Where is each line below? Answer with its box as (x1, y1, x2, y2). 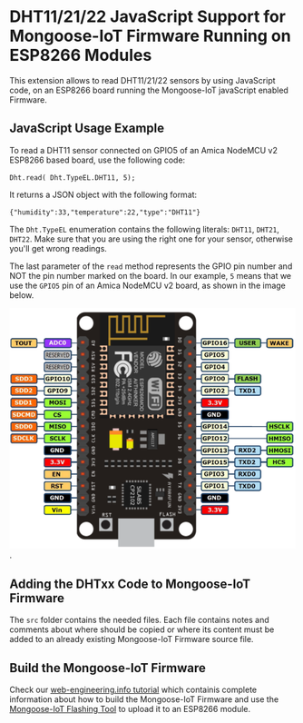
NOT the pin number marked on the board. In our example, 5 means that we (9, 270, 292, 281)
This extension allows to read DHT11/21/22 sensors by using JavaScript (9, 74, 276, 85)
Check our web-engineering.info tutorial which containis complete (9, 684, 257, 695)
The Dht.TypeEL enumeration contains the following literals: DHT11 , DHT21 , (9, 223, 279, 234)
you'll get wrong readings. (9, 243, 107, 253)
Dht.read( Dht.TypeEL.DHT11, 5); (9, 173, 136, 183)
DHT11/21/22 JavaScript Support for (9, 6, 286, 27)
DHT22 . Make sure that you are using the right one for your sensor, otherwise (9, 233, 293, 244)
